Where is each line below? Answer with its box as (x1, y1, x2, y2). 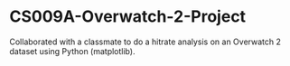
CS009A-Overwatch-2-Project (9, 6, 247, 27)
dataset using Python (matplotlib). (9, 45, 136, 56)
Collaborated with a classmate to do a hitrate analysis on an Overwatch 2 (9, 36, 282, 47)
